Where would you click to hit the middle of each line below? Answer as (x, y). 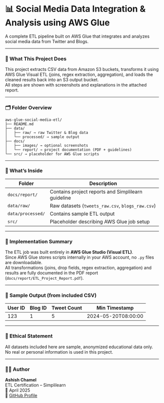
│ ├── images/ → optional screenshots (47, 145)
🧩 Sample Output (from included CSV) (51, 295)
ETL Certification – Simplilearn (35, 385)
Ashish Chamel (21, 380)
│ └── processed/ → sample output (42, 137)
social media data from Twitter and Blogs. (47, 41)
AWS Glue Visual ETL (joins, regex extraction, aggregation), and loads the (79, 75)
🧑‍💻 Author (18, 369)
